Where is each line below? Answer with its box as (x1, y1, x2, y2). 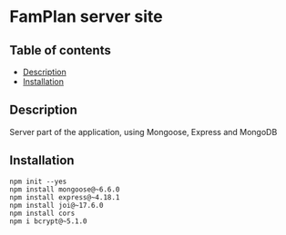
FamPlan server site (9, 6, 163, 27)
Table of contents (9, 43, 111, 58)
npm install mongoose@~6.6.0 (9, 184, 120, 194)
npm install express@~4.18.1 (9, 192, 120, 201)
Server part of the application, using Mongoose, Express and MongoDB (9, 126, 278, 137)
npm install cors (9, 209, 76, 218)
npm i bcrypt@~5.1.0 (9, 216, 88, 226)
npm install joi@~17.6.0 (9, 201, 104, 210)
